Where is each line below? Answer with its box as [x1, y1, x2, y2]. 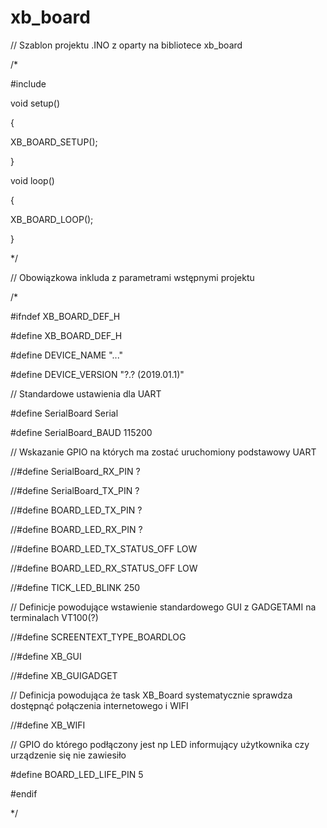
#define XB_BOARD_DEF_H [10, 329, 123, 341]
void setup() [10, 97, 61, 109]
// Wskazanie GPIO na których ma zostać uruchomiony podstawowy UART [10, 446, 317, 458]
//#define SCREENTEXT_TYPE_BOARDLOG [10, 631, 187, 643]
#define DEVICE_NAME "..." [10, 349, 124, 361]
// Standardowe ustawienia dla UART [10, 387, 162, 400]
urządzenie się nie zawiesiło [10, 749, 127, 761]
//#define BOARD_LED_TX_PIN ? [10, 504, 143, 516]
